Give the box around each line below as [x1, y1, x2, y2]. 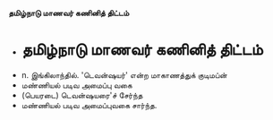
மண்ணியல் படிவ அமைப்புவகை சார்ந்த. [21, 99, 158, 110]
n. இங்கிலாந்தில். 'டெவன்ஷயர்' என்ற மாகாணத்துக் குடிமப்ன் [21, 69, 227, 80]
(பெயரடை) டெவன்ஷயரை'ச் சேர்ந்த [21, 90, 143, 100]
